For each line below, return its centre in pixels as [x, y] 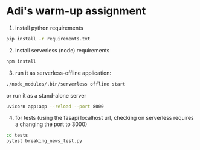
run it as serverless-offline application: [63, 73]
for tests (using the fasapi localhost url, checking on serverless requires [105, 118]
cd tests [17, 136]
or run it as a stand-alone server [46, 95]
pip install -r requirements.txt [48, 39]
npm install [21, 61]
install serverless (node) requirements [62, 50]
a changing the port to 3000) [51, 124]
